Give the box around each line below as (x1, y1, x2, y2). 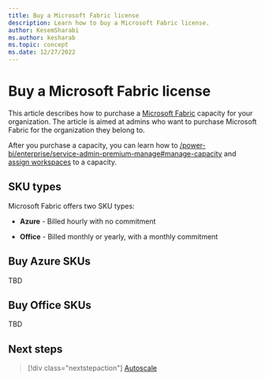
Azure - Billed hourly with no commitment (19, 216, 156, 226)
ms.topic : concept (8, 41, 69, 49)
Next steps (8, 342, 63, 356)
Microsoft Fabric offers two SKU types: (8, 201, 136, 210)
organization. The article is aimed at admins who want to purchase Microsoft (8, 116, 257, 126)
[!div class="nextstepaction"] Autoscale (27, 363, 158, 373)
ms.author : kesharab (8, 33, 77, 42)
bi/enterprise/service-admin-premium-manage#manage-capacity (8, 149, 222, 158)
